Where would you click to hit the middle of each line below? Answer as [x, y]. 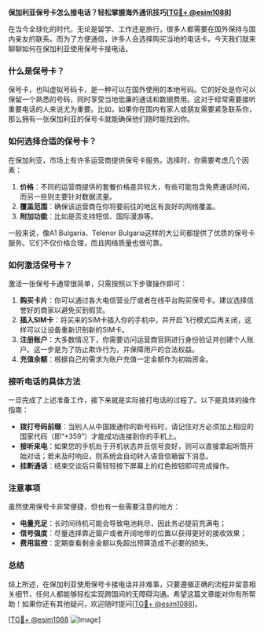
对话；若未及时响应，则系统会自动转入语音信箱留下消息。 [119, 456]
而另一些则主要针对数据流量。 [68, 197]
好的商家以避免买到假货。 [68, 310]
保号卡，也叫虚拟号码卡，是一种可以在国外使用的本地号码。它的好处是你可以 [132, 90]
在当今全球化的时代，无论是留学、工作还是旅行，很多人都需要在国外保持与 [128, 29]
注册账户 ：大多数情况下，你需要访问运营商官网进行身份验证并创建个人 [133, 339]
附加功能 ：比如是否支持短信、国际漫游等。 [88, 216]
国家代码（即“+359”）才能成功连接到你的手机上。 [100, 436]
